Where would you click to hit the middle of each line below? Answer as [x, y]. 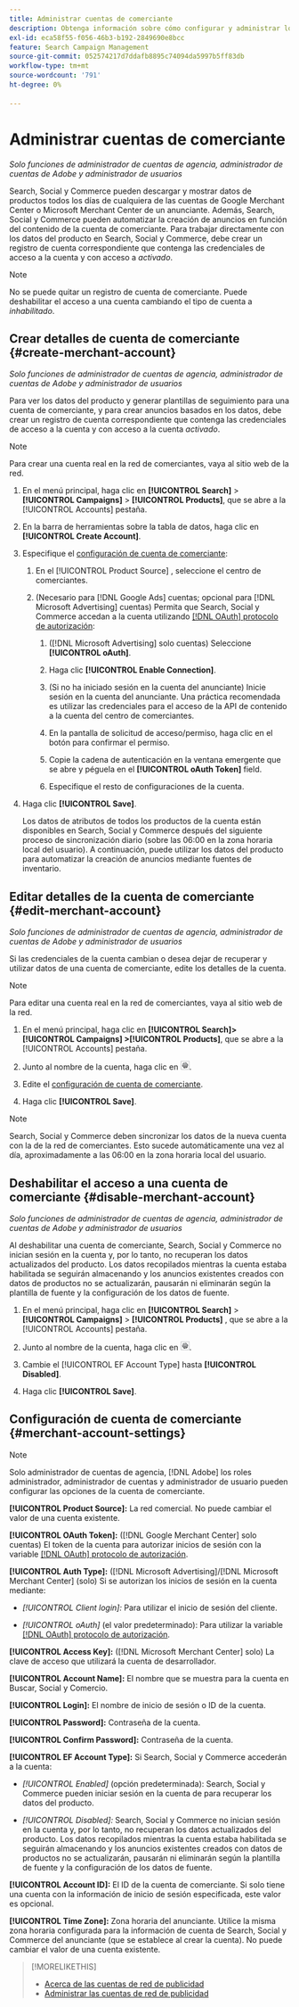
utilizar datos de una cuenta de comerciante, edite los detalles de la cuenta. [148, 969]
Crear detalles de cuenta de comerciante [125, 339]
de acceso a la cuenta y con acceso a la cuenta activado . [115, 429]
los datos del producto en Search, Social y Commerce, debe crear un [136, 238]
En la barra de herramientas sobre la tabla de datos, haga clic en [141, 527]
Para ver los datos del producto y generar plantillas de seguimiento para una [149, 401]
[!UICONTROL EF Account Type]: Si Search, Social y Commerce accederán [148, 1756]
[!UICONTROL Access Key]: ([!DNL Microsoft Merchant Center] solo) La [142, 1651]
